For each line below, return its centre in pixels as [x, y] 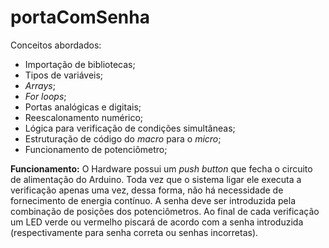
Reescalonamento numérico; [84, 117]
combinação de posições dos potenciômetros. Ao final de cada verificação [165, 211]
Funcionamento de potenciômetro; [96, 149]
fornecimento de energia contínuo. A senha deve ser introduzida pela [153, 200]
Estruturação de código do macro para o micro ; [123, 138]
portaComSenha [80, 17]
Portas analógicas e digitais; [83, 107]
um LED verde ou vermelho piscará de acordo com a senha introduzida [157, 222]
